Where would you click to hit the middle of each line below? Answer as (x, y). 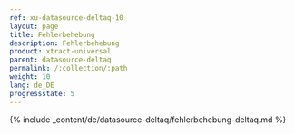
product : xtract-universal (60, 52)
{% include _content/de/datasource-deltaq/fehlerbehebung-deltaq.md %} (148, 120)
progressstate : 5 (42, 93)
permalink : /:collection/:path (69, 69)
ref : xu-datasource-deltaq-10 (67, 18)
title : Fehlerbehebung (52, 34)
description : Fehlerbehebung (64, 43)
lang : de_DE (32, 85)
